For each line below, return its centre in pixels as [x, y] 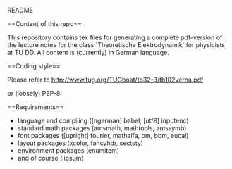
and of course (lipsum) [50, 158]
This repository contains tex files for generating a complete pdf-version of [115, 37]
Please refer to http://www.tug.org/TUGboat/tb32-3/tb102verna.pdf [105, 80]
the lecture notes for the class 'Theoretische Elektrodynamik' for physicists [116, 45]
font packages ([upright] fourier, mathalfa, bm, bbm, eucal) [103, 136]
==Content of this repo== [45, 24]
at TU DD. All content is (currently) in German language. [88, 52]
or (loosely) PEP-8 [34, 93]
